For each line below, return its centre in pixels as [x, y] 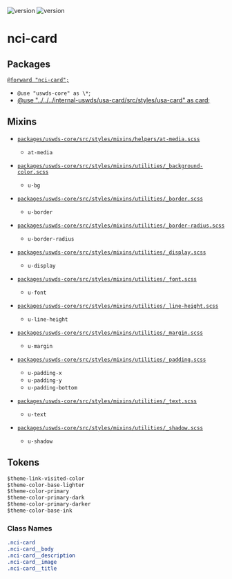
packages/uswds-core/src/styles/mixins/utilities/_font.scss [107, 279]
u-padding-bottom [52, 387]
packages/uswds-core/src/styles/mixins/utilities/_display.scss [112, 252]
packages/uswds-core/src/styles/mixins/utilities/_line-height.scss [118, 306]
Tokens [23, 462]
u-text [37, 414]
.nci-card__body [30, 549]
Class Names [30, 528]
